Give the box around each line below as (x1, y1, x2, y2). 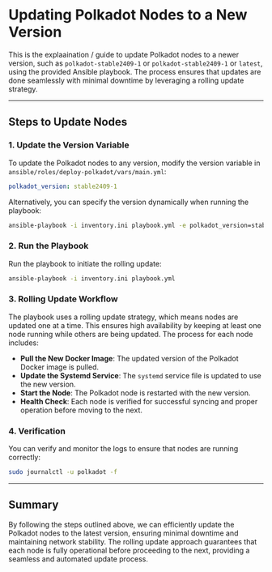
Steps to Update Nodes (8, 115, 128, 129)
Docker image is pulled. (19, 362, 100, 372)
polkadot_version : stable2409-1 (8, 182, 117, 190)
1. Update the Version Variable (8, 139, 130, 151)
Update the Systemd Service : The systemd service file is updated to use (19, 370, 261, 380)
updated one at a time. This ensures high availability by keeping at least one (8, 320, 261, 330)
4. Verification (8, 425, 66, 437)
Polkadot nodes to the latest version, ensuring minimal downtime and (8, 528, 239, 538)
